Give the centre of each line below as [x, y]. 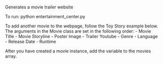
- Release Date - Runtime [31, 42]
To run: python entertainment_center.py [45, 16]
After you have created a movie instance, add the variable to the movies [78, 51]
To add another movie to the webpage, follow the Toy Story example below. [82, 26]
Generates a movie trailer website [39, 7]
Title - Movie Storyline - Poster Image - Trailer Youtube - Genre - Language [81, 36]
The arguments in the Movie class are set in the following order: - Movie [78, 31]
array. [11, 56]
